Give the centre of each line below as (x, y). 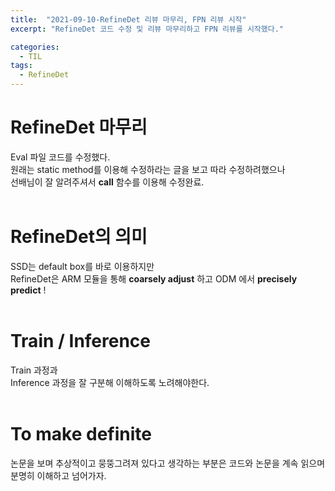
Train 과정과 (34, 370)
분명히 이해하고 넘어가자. (58, 475)
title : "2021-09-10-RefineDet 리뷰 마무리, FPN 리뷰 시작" (128, 19)
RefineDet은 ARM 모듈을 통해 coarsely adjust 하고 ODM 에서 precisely (154, 278)
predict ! (28, 290)
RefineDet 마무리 (79, 127)
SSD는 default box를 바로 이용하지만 (82, 266)
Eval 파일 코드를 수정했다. (60, 157)
